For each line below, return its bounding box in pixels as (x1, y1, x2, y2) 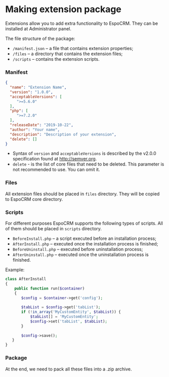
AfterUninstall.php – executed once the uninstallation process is (12, 252, 149, 258)
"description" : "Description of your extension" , (10, 132, 116, 137)
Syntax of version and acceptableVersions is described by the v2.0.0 (12, 150, 157, 156)
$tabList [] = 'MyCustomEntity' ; (30, 314, 99, 319)
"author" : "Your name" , (10, 127, 60, 132)
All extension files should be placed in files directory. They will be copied (5, 191, 160, 197)
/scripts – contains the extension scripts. (12, 56, 100, 62)
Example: (5, 267, 25, 273)
